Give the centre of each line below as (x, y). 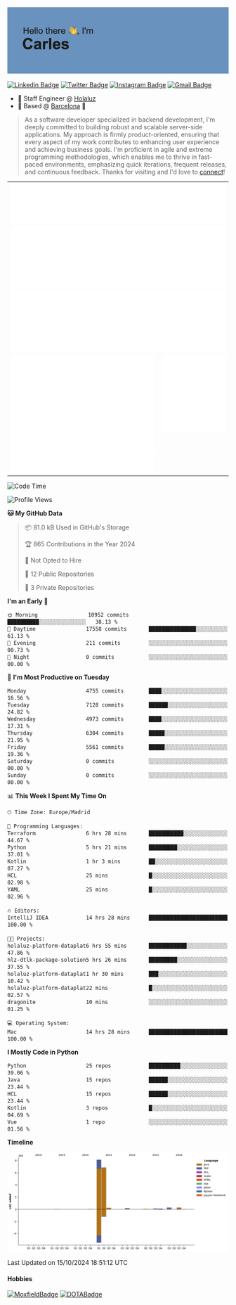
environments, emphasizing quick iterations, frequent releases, (136, 165)
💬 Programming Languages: (45, 827)
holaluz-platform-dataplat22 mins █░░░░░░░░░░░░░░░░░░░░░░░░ (118, 988)
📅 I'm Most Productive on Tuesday (59, 677)
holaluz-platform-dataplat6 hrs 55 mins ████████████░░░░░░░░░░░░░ (118, 946)
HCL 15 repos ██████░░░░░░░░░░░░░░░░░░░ (118, 1094)
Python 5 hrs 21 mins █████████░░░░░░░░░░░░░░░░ (118, 848)
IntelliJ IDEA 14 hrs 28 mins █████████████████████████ (118, 918)
